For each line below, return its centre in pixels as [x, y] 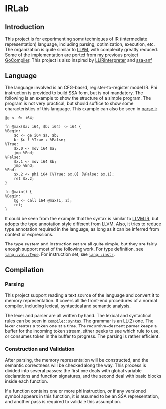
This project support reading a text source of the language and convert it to [83, 295]
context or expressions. [29, 234]
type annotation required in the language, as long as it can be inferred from [82, 229]
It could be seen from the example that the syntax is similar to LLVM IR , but [82, 218]
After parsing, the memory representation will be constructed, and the [77, 360]
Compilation [24, 270]
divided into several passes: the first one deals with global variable [73, 370]
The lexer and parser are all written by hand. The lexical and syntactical [78, 315]
